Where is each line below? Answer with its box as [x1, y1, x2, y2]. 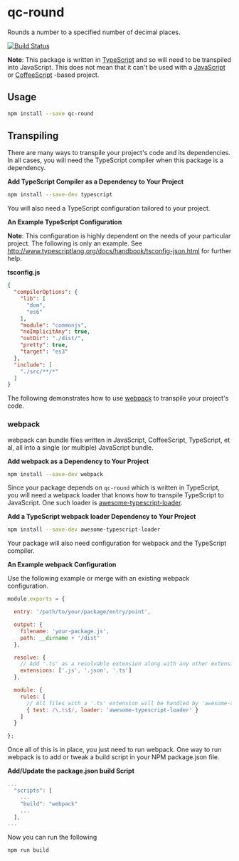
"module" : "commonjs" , [20, 322, 87, 329]
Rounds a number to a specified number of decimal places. [7, 28, 181, 36]
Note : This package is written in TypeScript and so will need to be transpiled [7, 55, 231, 64]
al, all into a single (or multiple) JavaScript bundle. [7, 443, 154, 452]
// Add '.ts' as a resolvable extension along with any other [20, 660, 208, 667]
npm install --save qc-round [7, 110, 94, 117]
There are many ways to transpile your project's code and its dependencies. [7, 149, 231, 157]
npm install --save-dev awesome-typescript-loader [7, 526, 161, 534]
